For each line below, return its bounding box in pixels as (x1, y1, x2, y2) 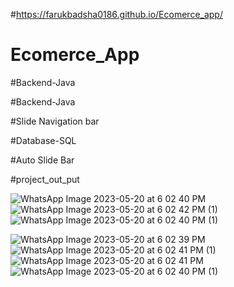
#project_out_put (10, 173, 80, 185)
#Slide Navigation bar (10, 115, 100, 127)
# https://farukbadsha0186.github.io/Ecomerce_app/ (10, 9, 223, 20)
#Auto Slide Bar (10, 154, 75, 166)
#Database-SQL (10, 134, 77, 146)
